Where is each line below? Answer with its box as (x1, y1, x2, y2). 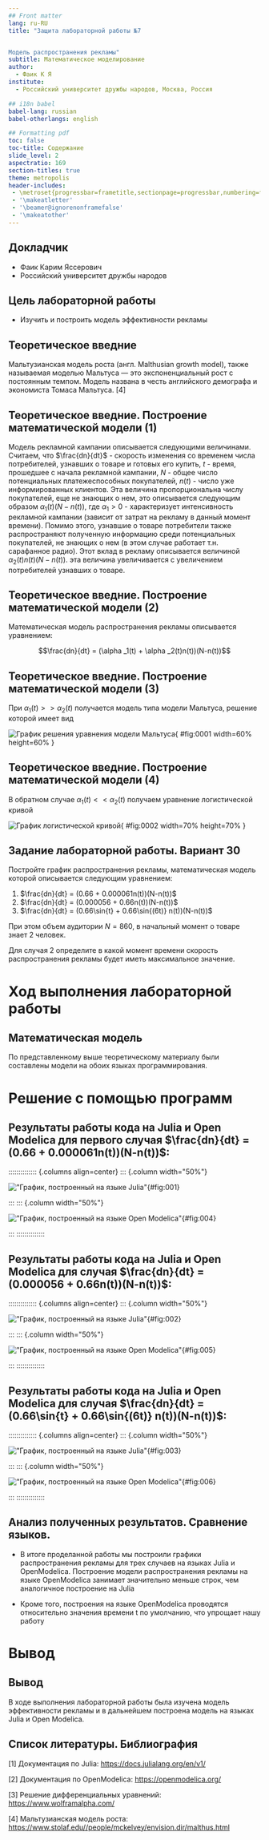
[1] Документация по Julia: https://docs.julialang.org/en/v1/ (8, 1758, 207, 1768)
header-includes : (8, 181, 66, 189)
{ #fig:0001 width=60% (175, 729, 252, 739)
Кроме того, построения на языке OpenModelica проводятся (19, 1599, 229, 1608)
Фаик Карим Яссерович (19, 262, 102, 272)
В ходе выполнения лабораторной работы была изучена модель (8, 1697, 230, 1707)
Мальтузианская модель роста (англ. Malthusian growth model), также (8, 360, 249, 369)
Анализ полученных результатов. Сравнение (8, 1515, 248, 1529)
